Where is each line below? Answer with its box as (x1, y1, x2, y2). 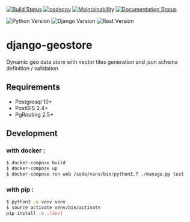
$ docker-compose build (6, 160, 66, 166)
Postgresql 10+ (14, 98, 52, 105)
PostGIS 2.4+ (14, 104, 49, 111)
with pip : (6, 185, 34, 194)
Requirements (6, 82, 60, 93)
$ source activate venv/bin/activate (6, 205, 101, 211)
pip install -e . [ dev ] (6, 211, 63, 217)
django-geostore (6, 39, 93, 52)
